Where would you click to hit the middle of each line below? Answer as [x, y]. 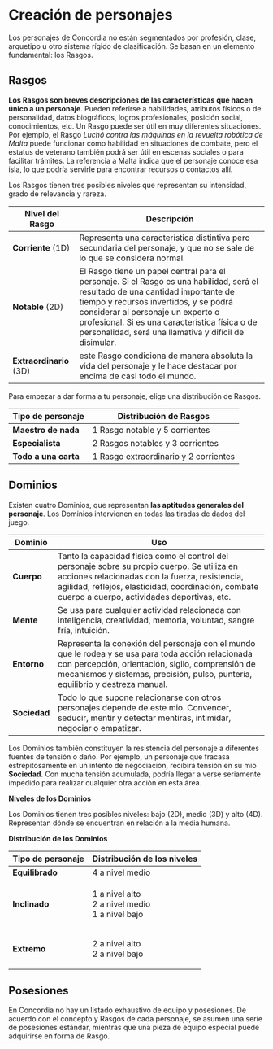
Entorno [28, 663]
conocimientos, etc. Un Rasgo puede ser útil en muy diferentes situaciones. [135, 126]
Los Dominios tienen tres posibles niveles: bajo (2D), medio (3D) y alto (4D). [136, 814]
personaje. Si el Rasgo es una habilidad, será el [169, 281]
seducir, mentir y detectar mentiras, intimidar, [145, 718]
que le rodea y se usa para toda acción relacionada [156, 653]
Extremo [29, 948]
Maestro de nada [46, 430]
